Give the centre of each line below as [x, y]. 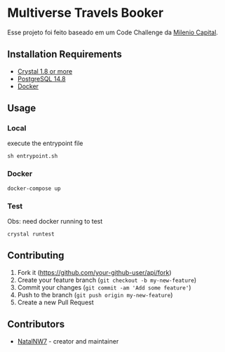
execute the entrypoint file [45, 143]
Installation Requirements [65, 54]
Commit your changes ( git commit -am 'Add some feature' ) [104, 287]
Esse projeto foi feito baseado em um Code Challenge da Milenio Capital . [113, 32]
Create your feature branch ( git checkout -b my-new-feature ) [107, 280]
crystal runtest [31, 234]
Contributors [36, 324]
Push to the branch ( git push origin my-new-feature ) [95, 295]
